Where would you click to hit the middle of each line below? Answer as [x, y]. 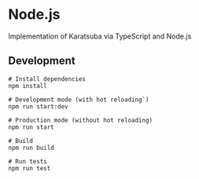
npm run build [31, 148]
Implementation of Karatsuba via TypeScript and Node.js [100, 36]
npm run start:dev [38, 106]
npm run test [29, 168]
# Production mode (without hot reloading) [81, 120]
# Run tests [28, 161]
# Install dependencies [47, 79]
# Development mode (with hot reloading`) [79, 100]
